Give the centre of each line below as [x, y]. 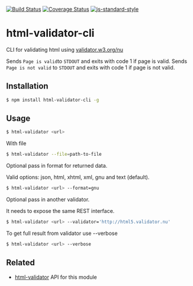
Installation [27, 86]
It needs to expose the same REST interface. [60, 211]
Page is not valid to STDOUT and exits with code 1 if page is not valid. [91, 67]
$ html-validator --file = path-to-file [54, 155]
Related [21, 263]
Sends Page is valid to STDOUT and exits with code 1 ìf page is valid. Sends [97, 61]
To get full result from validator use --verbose [62, 233]
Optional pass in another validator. [48, 200]
